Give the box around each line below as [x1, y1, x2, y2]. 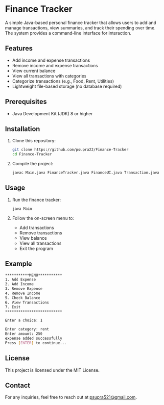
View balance [19, 235, 47, 241]
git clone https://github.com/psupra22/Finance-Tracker [12, 147, 129, 152]
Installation [5, 125, 40, 133]
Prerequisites [5, 98, 47, 106]
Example [5, 260, 32, 268]
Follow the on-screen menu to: [12, 215, 74, 221]
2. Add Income [5, 282, 34, 287]
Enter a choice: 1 [5, 318, 43, 323]
